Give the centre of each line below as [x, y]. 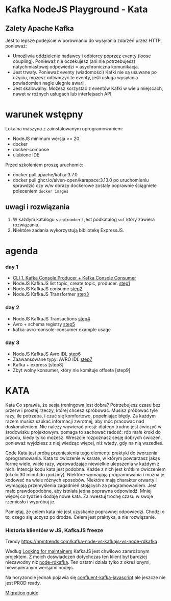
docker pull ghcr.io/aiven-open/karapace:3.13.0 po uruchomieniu [81, 180]
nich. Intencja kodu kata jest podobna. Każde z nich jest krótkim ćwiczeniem [86, 469]
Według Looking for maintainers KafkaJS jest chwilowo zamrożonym [77, 551]
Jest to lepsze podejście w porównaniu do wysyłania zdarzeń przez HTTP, [84, 40]
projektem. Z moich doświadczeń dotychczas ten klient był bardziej [76, 557]
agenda [22, 251]
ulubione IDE [26, 155]
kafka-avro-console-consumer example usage [62, 329]
